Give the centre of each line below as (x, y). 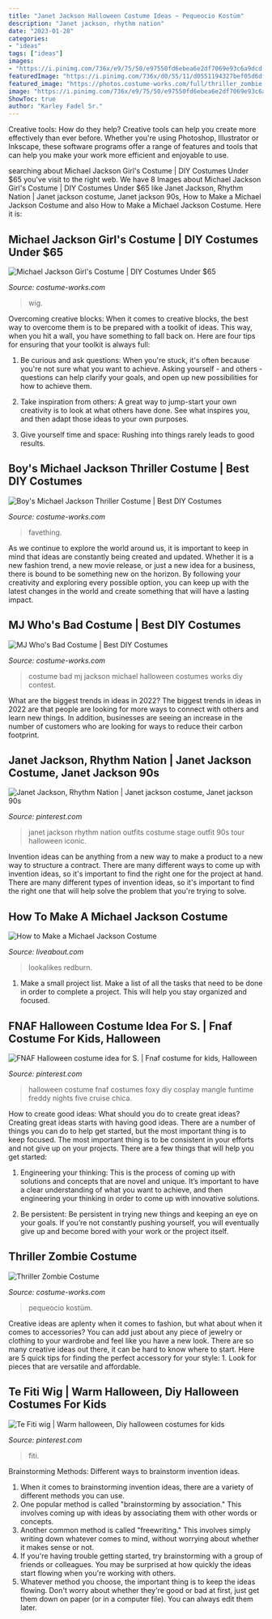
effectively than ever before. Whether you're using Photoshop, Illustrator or (134, 138)
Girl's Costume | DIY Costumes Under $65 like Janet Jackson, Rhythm (126, 188)
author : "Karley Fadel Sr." (56, 106)
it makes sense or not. (57, 1547)
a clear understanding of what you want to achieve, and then (121, 1190)
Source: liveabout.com (46, 952)
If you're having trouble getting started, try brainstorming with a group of (141, 1556)
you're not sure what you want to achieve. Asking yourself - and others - (141, 369)
